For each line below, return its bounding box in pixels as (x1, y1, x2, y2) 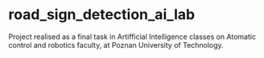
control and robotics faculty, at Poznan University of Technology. (8, 40, 224, 49)
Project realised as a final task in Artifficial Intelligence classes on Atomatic (8, 32, 256, 41)
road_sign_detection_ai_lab (8, 6, 196, 24)
